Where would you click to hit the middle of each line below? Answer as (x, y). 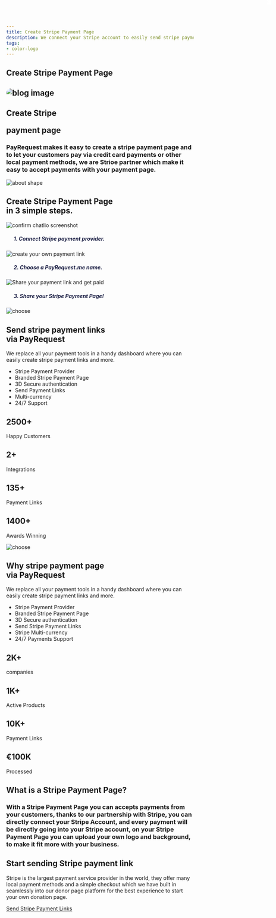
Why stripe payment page (55, 565)
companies (20, 672)
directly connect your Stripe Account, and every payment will (97, 821)
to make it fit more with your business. (63, 844)
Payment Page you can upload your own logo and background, (98, 836)
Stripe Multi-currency (41, 632)
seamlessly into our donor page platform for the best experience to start (95, 891)
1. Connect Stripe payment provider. (59, 239)
